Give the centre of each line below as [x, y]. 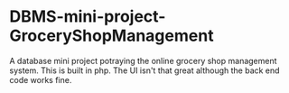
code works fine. [41, 79]
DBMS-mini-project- [88, 17]
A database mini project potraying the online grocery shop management [143, 60]
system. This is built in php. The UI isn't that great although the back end [144, 70]
